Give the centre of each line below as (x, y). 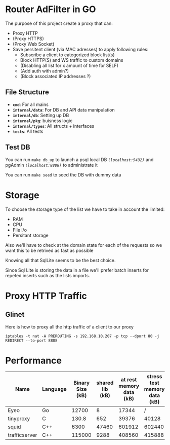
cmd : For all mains (31, 104)
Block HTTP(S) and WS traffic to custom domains (72, 60)
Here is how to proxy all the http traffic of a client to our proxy (70, 327)
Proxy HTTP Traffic (46, 296)
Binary (81, 383)
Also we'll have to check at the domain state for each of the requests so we (84, 245)
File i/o (19, 230)
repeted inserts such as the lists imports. (48, 275)
